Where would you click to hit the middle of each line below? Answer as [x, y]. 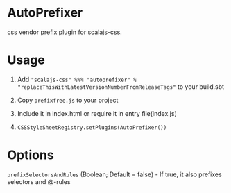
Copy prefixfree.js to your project [68, 100]
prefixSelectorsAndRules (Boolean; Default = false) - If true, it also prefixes [114, 174]
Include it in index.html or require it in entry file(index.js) [97, 113]
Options [31, 155]
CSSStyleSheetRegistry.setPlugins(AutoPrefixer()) [92, 127]
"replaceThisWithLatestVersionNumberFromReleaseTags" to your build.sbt [120, 86]
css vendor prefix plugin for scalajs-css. [65, 32]
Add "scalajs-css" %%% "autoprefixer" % [77, 79]
